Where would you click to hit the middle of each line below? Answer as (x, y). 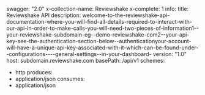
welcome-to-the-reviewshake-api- (126, 15)
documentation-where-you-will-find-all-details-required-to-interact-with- (99, 22)
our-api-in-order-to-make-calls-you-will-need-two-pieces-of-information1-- (102, 28)
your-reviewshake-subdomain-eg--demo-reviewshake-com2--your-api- (98, 35)
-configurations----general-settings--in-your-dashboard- (79, 54)
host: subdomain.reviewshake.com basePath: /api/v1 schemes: (86, 61)
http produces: (34, 72)
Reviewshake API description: (44, 15)
